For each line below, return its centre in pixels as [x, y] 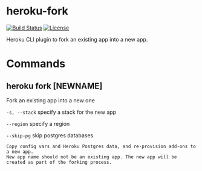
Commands [36, 64]
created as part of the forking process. [59, 162]
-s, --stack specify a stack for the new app [61, 112]
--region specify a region [38, 123]
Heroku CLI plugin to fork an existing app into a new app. [77, 39]
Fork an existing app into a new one [50, 100]
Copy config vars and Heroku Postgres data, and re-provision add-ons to [101, 146]
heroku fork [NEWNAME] [54, 86]
